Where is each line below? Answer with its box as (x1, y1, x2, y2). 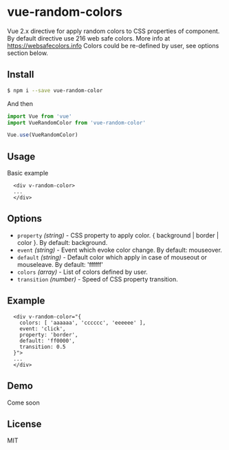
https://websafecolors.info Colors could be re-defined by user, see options (7, 41, 219, 50)
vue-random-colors (7, 4, 122, 20)
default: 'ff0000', (19, 337, 76, 344)
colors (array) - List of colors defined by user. (17, 268, 148, 276)
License (7, 418, 42, 430)
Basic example (7, 169, 49, 178)
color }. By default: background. (17, 238, 108, 246)
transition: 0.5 (19, 343, 67, 350)
